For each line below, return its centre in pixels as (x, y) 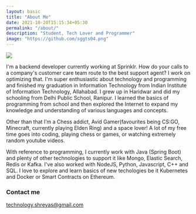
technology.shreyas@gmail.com (45, 205)
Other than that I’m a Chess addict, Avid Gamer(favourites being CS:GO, (93, 122)
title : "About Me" (28, 17)
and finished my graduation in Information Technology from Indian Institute (97, 85)
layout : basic (23, 11)
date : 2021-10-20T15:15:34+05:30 (47, 22)
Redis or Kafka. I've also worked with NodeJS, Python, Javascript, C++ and (97, 164)
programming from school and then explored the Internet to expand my (92, 104)
